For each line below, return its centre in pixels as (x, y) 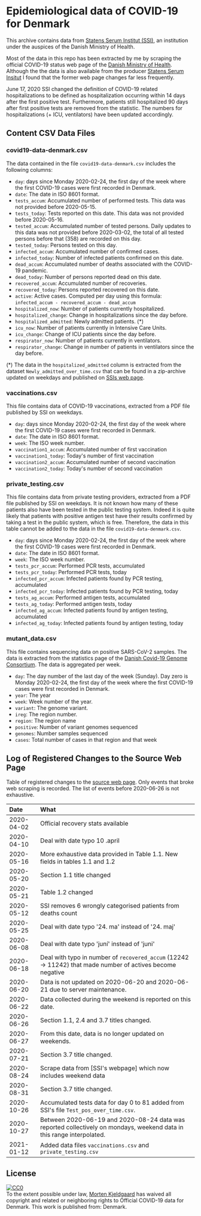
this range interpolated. (73, 1135)
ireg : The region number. (46, 714)
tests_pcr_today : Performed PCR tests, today (71, 572)
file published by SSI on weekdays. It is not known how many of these (92, 504)
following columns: (29, 169)
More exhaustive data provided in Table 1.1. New (109, 854)
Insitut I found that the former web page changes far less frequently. (90, 77)
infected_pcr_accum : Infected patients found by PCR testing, (89, 578)
